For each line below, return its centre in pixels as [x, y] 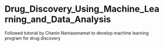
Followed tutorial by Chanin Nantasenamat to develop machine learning [77, 33]
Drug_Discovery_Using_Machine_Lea [82, 9]
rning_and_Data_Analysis [58, 19]
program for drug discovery [33, 38]
